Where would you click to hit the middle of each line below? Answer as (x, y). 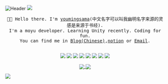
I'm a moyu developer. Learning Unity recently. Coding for (85, 31)
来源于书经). (90, 25)
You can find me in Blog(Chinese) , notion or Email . (85, 41)
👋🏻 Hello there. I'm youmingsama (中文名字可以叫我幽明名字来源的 (83, 19)
